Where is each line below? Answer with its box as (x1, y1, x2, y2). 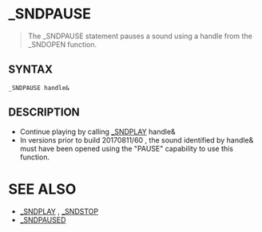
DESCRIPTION (8, 105, 80, 120)
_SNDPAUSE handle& (8, 84, 69, 92)
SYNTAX (8, 63, 54, 77)
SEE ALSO (8, 180, 77, 198)
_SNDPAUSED (19, 214, 66, 224)
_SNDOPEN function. (27, 39, 97, 49)
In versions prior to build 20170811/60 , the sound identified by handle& (19, 135, 254, 144)
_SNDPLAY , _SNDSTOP (19, 206, 98, 216)
